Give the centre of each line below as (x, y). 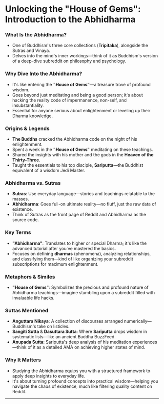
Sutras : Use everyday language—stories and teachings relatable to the (83, 194)
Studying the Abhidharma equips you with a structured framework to (81, 371)
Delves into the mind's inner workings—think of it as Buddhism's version (85, 56)
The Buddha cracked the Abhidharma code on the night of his (75, 139)
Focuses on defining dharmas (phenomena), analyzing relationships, (82, 253)
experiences (145, 342)
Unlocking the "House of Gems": (73, 9)
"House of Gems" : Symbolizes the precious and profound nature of (80, 287)
